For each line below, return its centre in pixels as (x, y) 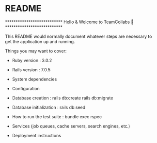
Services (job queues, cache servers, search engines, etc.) (71, 126)
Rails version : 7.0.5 (31, 70)
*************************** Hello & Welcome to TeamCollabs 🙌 (70, 22)
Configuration (26, 88)
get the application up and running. (40, 41)
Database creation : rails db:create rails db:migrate (63, 98)
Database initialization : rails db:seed (49, 107)
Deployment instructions (37, 135)
